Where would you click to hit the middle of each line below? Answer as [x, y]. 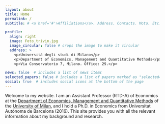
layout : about [20, 10]
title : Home [17, 14]
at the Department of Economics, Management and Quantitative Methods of [82, 101]
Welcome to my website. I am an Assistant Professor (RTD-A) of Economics [82, 95]
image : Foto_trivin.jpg [34, 41]
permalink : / [18, 19]
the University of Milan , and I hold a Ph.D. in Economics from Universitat [78, 106]
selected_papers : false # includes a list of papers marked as [71, 77]
